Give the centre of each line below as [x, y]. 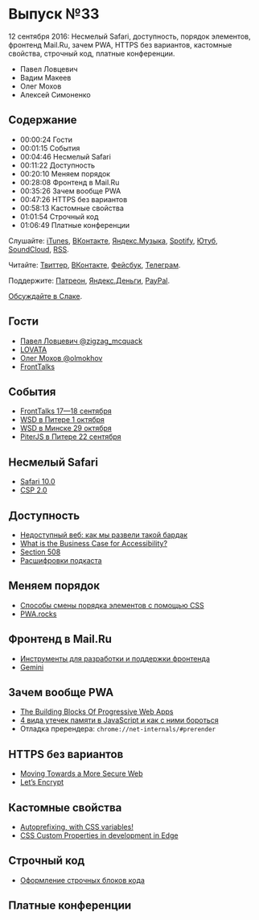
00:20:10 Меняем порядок [65, 173]
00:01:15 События [50, 148]
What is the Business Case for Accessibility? [93, 543]
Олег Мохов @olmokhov [61, 358]
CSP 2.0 [33, 490]
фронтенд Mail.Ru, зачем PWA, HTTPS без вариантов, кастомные [120, 44]
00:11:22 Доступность [57, 165]
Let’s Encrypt [42, 782]
